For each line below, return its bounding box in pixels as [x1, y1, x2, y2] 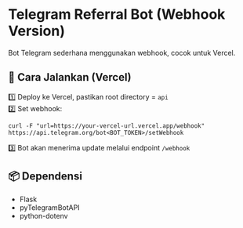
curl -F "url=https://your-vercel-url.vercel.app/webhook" [8, 121, 205, 130]
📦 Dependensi [8, 170, 82, 183]
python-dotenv [19, 211, 68, 220]
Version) [8, 22, 65, 40]
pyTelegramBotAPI [19, 202, 80, 212]
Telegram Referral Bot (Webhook [8, 5, 226, 24]
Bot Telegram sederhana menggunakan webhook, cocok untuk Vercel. [8, 48, 236, 57]
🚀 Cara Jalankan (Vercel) [8, 71, 132, 84]
